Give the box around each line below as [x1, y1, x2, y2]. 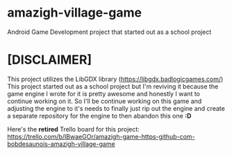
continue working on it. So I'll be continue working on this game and [7, 97, 202, 105]
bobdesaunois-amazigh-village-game [7, 140, 116, 148]
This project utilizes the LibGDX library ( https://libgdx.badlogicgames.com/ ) [7, 75, 224, 83]
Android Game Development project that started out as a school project [7, 28, 212, 36]
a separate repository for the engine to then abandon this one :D [7, 111, 192, 120]
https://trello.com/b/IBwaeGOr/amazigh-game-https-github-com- [7, 132, 196, 140]
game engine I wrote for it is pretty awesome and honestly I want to [7, 89, 200, 98]
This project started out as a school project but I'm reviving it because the [7, 82, 219, 91]
